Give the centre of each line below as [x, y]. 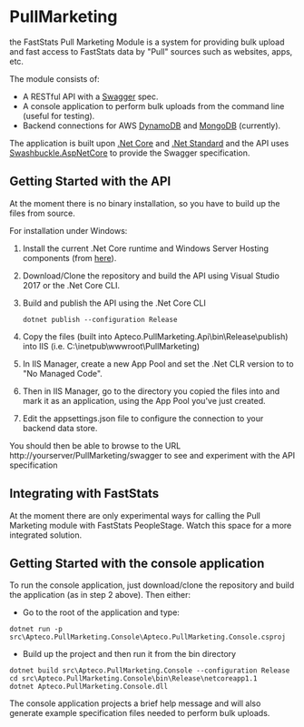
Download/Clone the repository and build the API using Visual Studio [151, 276]
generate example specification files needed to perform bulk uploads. [140, 713]
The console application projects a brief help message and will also [135, 703]
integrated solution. [46, 535]
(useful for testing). [59, 116]
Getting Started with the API [90, 182]
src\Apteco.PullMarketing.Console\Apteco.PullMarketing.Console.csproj [147, 637]
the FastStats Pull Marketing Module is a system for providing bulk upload [147, 42]
